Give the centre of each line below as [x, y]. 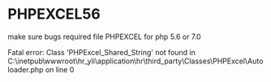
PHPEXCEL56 [54, 14]
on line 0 [60, 69]
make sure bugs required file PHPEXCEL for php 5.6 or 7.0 [104, 37]
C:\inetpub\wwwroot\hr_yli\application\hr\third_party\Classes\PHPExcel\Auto [135, 61]
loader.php [26, 69]
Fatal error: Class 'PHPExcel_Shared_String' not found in [102, 52]
